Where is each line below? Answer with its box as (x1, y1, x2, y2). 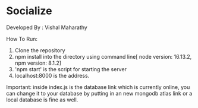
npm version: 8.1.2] (14, 59, 61, 66)
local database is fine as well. (6, 96, 78, 103)
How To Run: (6, 35, 37, 42)
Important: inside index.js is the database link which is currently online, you (6, 83, 190, 90)
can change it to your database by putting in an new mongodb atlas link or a (6, 90, 193, 97)
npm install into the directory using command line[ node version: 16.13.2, (14, 53, 192, 60)
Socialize (6, 4, 52, 18)
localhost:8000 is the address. (14, 72, 90, 79)
